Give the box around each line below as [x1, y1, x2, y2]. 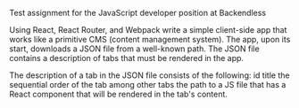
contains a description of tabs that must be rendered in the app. [9, 53, 244, 63]
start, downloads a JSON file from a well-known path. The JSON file [9, 43, 261, 54]
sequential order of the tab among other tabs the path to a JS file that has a [9, 80, 287, 89]
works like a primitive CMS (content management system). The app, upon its [9, 35, 291, 44]
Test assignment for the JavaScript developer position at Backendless [9, 8, 266, 18]
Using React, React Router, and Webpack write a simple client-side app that [9, 25, 287, 35]
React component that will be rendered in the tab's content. [9, 89, 228, 99]
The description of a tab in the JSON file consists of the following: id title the [9, 70, 290, 81]
